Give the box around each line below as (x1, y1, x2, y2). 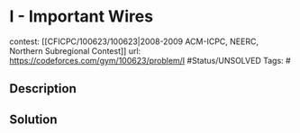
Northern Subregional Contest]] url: (9, 45, 141, 56)
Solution (9, 111, 58, 127)
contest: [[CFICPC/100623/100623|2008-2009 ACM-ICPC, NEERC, (9, 36, 259, 47)
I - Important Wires (9, 6, 154, 27)
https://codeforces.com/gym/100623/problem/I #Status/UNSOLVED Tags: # (9, 55, 291, 66)
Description (9, 81, 77, 96)
